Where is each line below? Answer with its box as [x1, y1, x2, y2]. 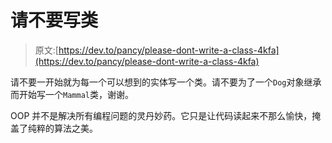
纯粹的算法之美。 [27, 122, 98, 134]
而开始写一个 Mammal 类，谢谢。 [10, 88, 134, 100]
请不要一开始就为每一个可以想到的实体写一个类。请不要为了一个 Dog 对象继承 [10, 76, 322, 88]
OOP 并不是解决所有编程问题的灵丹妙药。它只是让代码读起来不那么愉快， [10, 109, 313, 121]
